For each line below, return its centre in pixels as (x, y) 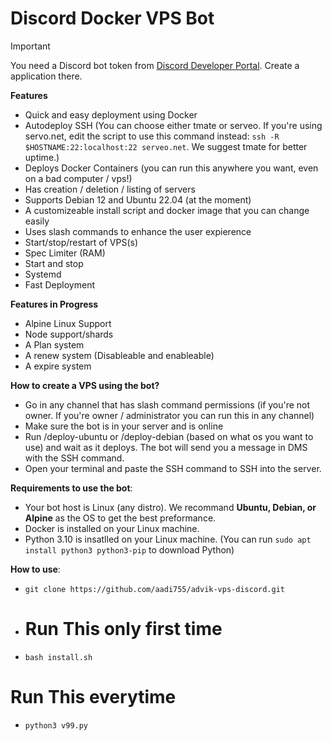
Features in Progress (54, 304)
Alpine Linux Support (68, 323)
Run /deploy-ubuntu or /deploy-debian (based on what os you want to (169, 436)
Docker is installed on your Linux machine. (112, 528)
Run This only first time (123, 629)
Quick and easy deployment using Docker (111, 114)
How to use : (35, 569)
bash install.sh (58, 657)
